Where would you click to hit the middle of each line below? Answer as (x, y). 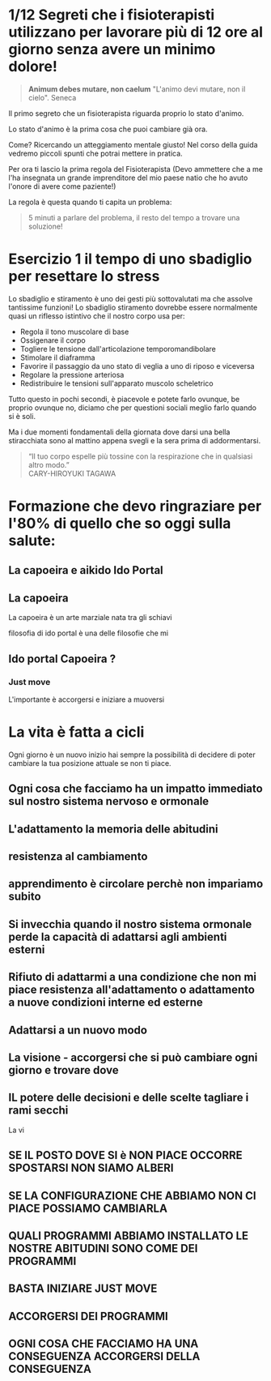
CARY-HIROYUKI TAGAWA (72, 473)
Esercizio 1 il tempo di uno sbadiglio (130, 259)
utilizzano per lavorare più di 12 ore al (136, 32)
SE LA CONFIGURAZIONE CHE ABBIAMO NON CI (132, 1196)
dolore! (33, 67)
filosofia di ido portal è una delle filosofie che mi (88, 633)
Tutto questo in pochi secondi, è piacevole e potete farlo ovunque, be (124, 399)
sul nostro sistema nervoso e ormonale (109, 801)
